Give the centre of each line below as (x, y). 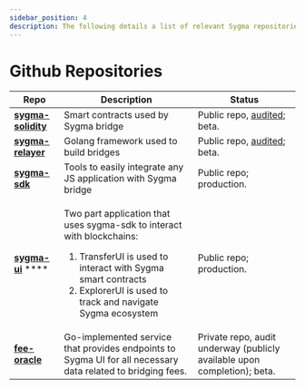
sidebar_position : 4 (49, 18)
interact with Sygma (122, 268)
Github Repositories (86, 71)
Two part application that (117, 214)
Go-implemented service (118, 337)
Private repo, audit (237, 337)
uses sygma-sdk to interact (123, 225)
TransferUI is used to (124, 257)
